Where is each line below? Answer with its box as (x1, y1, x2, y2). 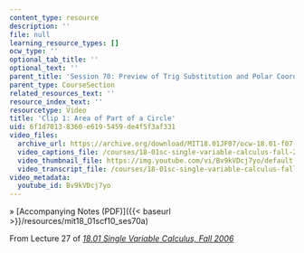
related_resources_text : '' (9, 89, 116, 98)
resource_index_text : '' (9, 97, 103, 107)
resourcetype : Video (9, 106, 88, 115)
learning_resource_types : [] (9, 38, 119, 48)
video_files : (9, 131, 59, 140)
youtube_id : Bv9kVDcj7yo (17, 182, 111, 191)
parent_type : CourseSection (9, 80, 116, 89)
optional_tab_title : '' (9, 55, 100, 64)
